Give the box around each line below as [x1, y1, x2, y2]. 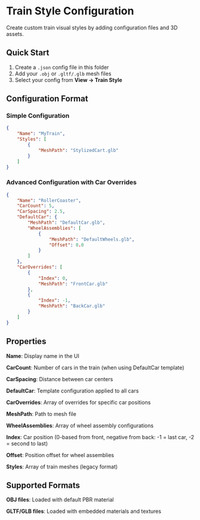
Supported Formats [6, 480, 81, 490]
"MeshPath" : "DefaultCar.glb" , [27, 220, 106, 226]
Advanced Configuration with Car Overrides [6, 178, 137, 187]
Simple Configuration [6, 112, 70, 120]
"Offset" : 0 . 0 [48, 242, 84, 248]
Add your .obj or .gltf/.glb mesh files [14, 70, 112, 77]
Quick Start [6, 48, 50, 58]
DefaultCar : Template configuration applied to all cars [6, 387, 139, 394]
